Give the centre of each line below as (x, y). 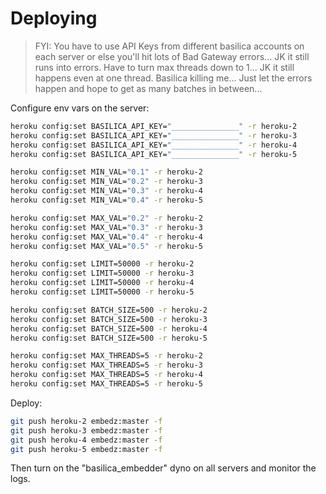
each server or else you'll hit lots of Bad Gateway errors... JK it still (172, 56)
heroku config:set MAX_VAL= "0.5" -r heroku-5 (106, 246)
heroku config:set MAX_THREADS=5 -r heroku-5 (106, 384)
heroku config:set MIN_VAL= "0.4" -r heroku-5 (106, 200)
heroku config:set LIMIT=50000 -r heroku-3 (102, 273)
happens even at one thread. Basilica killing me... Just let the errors (173, 78)
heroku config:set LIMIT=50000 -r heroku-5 (102, 292)
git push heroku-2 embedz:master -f (86, 421)
